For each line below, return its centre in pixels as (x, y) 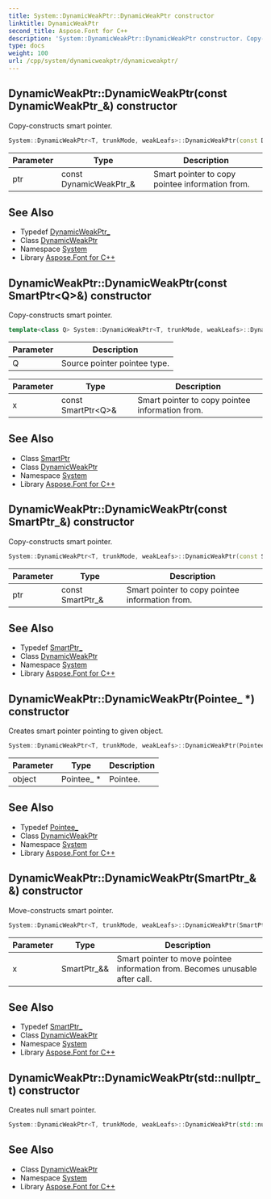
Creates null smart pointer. (52, 1110)
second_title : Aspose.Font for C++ (68, 31)
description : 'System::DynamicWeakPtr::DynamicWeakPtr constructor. (126, 38)
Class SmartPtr (45, 458)
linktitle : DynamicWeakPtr (54, 23)
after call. (134, 979)
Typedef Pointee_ (49, 827)
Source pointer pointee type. (115, 363)
